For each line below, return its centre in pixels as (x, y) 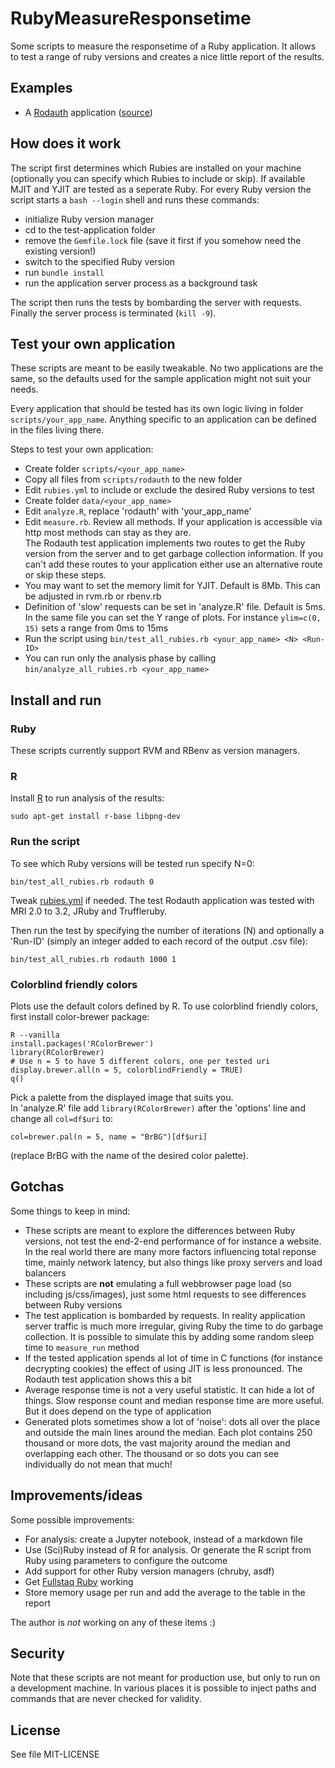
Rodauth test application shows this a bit (108, 1379)
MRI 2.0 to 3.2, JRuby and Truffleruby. (89, 911)
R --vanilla (35, 1035)
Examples (41, 88)
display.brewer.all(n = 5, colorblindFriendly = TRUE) (127, 1070)
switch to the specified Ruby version (100, 261)
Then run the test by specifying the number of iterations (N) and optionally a (167, 930)
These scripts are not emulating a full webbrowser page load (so (158, 1283)
